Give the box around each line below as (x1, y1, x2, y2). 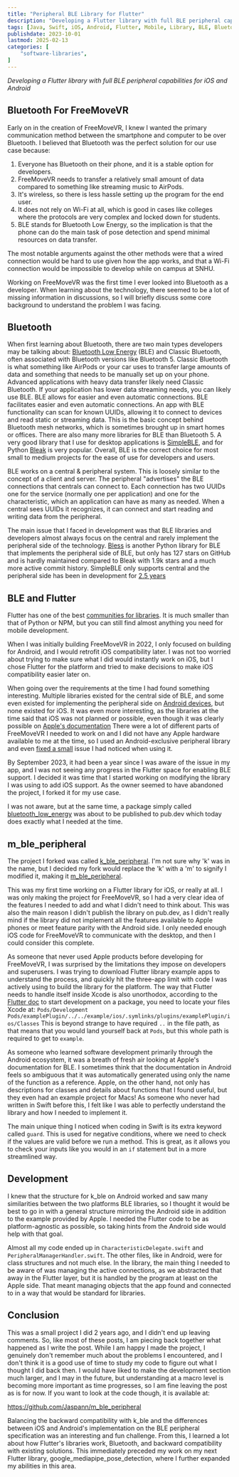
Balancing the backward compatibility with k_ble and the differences (7, 1416, 208, 1424)
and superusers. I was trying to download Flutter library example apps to (7, 968, 221, 976)
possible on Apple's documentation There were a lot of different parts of (7, 722, 220, 730)
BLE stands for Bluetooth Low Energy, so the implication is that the (17, 220, 213, 228)
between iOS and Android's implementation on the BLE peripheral (7, 1424, 200, 1432)
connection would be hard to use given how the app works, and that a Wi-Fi (7, 257, 230, 265)
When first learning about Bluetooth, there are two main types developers (7, 340, 223, 348)
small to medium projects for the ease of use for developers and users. (7, 453, 216, 462)
